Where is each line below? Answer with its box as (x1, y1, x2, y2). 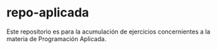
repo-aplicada (6, 5, 90, 21)
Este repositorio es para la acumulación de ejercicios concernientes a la (6, 27, 211, 36)
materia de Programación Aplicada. (6, 34, 107, 42)
